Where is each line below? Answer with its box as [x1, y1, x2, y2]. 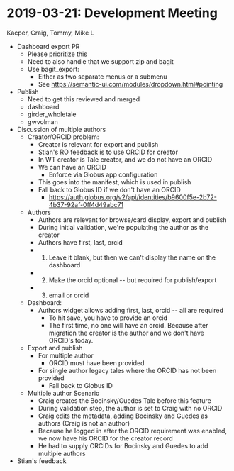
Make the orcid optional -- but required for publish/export [48, 275, 217, 284]
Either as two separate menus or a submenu [38, 72, 167, 81]
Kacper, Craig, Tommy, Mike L [6, 28, 94, 37]
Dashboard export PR [16, 42, 80, 50]
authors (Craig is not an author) [38, 419, 130, 427]
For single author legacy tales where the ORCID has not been [38, 366, 217, 375]
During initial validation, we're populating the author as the [38, 223, 209, 231]
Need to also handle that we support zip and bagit [27, 57, 174, 65]
